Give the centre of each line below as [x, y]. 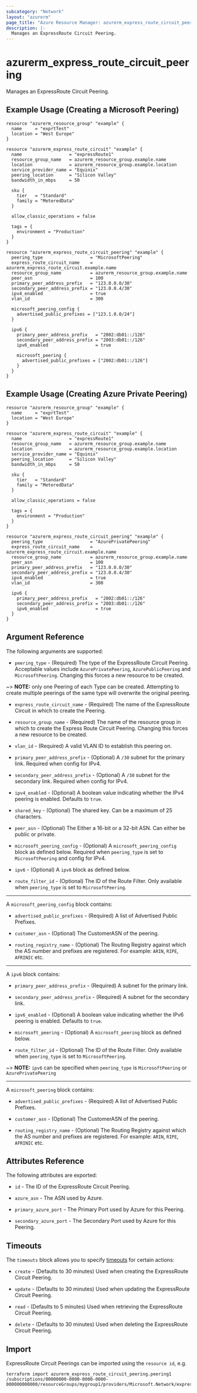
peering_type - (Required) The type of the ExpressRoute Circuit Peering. [102, 663]
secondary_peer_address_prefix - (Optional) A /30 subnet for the [92, 775]
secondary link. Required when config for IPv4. [71, 781]
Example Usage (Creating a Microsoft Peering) [93, 110]
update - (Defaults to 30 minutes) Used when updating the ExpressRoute [102, 1289]
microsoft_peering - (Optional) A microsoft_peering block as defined [98, 1032]
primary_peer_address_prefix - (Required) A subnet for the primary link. [101, 985]
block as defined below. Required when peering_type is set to [89, 852]
